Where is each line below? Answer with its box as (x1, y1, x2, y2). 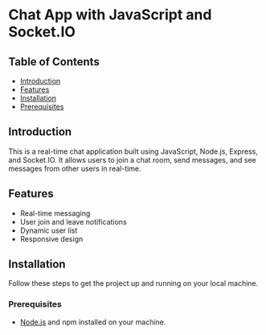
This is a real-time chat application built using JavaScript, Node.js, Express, (8, 147, 259, 156)
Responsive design (19, 234, 84, 243)
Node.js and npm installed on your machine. (19, 316, 166, 327)
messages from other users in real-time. (8, 163, 142, 173)
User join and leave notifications (19, 217, 127, 226)
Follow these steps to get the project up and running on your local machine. (8, 279, 259, 288)
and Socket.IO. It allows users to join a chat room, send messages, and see (8, 155, 257, 164)
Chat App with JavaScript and (8, 6, 212, 24)
